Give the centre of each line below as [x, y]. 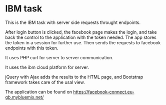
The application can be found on [39, 92]
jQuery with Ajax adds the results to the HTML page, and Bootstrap [74, 77]
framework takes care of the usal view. [45, 82]
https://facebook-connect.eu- [104, 92]
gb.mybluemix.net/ [24, 97]
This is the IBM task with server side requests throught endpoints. [73, 22]
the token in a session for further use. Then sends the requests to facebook [83, 42]
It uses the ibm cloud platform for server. [47, 67]
